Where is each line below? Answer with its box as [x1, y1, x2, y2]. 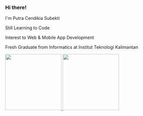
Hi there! [5, 4, 27, 11]
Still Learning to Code [5, 25, 50, 31]
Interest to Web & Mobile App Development [5, 34, 94, 41]
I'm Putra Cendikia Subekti [5, 15, 60, 21]
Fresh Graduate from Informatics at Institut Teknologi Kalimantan [5, 44, 138, 50]
